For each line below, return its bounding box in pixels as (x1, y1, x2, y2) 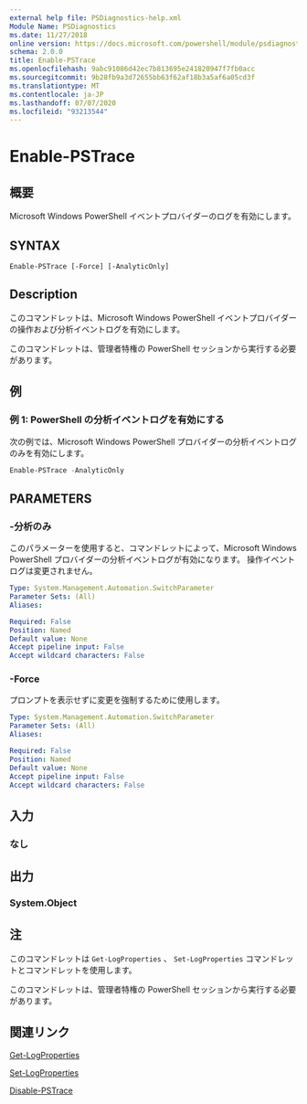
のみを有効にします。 (9, 447, 90, 458)
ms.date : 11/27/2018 (9, 30, 89, 39)
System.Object (9, 897, 78, 909)
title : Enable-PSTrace (9, 56, 96, 65)
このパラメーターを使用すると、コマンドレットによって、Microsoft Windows (9, 543, 297, 554)
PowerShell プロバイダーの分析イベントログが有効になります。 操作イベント (9, 554, 295, 565)
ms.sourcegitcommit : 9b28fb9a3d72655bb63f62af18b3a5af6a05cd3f (9, 73, 256, 82)
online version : (9, 38, 71, 48)
